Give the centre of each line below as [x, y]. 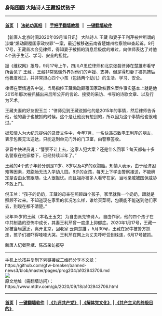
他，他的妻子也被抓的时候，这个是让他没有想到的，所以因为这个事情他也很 [79, 116]
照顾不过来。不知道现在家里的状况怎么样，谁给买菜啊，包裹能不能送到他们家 [81, 200]
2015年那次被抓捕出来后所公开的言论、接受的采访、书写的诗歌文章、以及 [77, 94]
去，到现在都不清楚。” [26, 206]
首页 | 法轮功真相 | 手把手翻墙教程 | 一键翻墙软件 [59, 25]
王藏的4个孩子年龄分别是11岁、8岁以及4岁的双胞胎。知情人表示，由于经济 [78, 165]
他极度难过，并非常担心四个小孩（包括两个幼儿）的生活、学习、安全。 [75, 78]
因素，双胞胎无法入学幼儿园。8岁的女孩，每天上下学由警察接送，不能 [82, 172]
